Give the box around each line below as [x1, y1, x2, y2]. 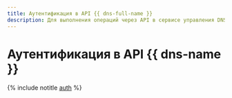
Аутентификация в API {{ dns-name [7, 46, 222, 62]
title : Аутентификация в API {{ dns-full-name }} [7, 10, 153, 17]
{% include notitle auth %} [7, 84, 83, 92]
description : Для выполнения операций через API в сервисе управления [7, 17, 215, 23]
